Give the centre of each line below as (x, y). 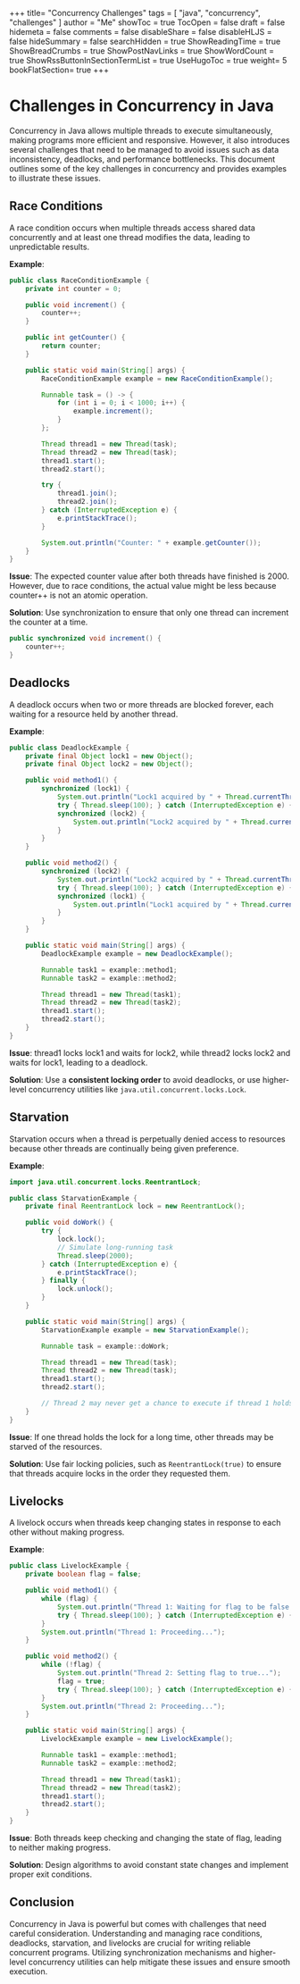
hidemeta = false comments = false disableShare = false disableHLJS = (141, 32)
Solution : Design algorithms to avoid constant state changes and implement (149, 1865)
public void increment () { (75, 305)
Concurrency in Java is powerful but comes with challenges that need (138, 1923)
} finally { (64, 1281)
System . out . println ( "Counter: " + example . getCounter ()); (151, 543)
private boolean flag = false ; (83, 1574)
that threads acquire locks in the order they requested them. (120, 1473)
